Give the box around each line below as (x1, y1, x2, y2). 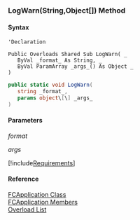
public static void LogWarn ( (8, 81, 93, 89)
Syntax (8, 23, 29, 32)
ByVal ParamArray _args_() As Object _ (17, 63, 134, 70)
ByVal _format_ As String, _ (17, 57, 102, 64)
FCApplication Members (8, 198, 78, 207)
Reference (8, 174, 39, 184)
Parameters (8, 116, 43, 125)
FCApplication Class (8, 191, 66, 199)
